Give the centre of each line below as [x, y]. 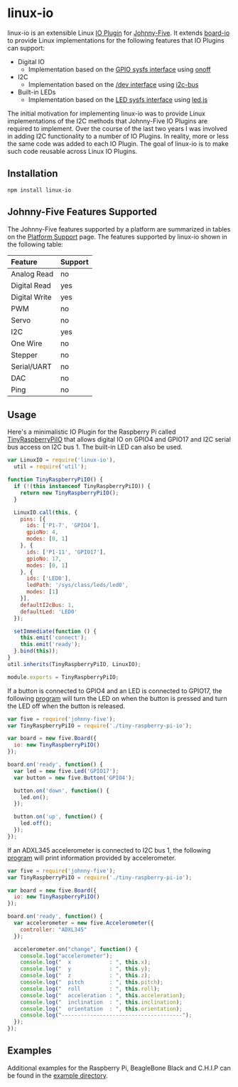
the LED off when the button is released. [66, 706]
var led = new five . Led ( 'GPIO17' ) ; [66, 771]
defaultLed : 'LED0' [49, 612]
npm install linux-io [39, 190]
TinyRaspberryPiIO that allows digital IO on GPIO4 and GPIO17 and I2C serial [119, 440]
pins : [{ [33, 519]
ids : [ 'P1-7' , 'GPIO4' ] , [63, 526]
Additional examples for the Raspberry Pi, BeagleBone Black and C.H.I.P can [119, 1068]
